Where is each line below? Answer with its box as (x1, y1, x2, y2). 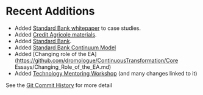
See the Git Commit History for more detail (5, 81, 113, 89)
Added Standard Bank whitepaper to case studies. (14, 24, 141, 32)
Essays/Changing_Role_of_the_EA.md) (14, 63, 112, 71)
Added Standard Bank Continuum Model (14, 44, 116, 51)
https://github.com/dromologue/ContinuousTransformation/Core (16, 57, 179, 64)
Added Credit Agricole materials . (14, 30, 97, 38)
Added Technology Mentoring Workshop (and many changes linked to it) (14, 69, 198, 77)
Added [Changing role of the (14, 50, 87, 57)
